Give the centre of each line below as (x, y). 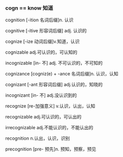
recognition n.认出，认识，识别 (38, 138)
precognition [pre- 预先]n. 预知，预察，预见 (51, 149)
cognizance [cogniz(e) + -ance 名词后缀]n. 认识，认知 (62, 74)
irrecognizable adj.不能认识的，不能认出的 (49, 128)
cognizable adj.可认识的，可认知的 (41, 52)
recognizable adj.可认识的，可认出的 (43, 117)
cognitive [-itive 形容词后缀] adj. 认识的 (46, 31)
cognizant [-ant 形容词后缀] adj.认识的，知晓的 (54, 85)
